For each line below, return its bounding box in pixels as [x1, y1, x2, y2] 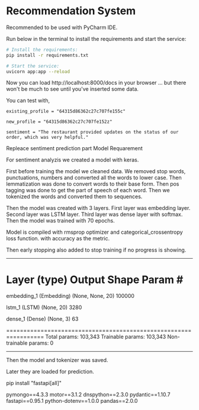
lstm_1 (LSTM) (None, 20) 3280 [6, 304, 82, 311]
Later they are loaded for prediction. [6, 368, 94, 375]
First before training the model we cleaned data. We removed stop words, [6, 168, 186, 175]
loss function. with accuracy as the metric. [6, 235, 110, 242]
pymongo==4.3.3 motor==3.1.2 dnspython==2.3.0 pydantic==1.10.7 [6, 391, 171, 398]
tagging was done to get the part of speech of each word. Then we [6, 187, 170, 194]
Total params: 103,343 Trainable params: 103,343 [45, 333, 166, 341]
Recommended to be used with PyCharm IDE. [6, 24, 118, 31]
